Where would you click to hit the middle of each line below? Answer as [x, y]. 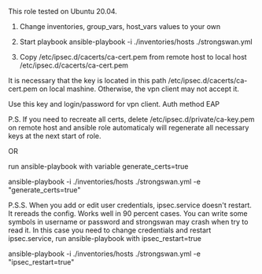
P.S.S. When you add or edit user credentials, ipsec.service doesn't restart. [130, 205]
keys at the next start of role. [55, 136]
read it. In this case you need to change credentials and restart [110, 230]
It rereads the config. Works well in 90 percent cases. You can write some [128, 214]
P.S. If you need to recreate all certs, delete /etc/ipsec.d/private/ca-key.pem [131, 119]
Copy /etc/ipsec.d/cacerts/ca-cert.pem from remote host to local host [133, 57]
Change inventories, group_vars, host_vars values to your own [120, 26]
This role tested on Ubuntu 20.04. [63, 11]
